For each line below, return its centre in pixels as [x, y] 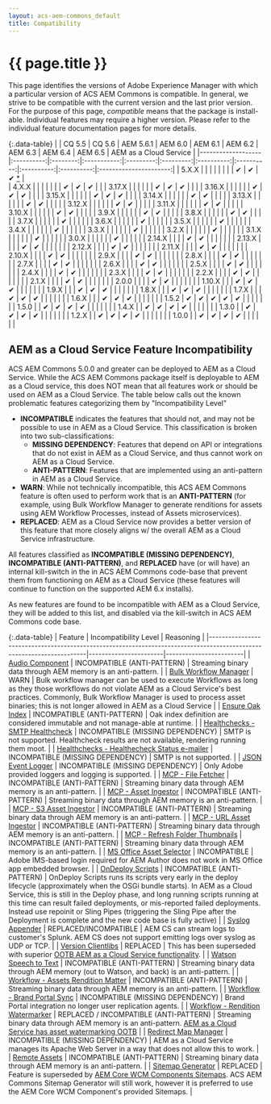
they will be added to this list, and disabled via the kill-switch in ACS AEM [130, 613]
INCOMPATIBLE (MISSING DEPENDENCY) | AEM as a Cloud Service [121, 1040]
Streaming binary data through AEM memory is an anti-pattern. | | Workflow [134, 989]
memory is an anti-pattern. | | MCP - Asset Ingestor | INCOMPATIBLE [123, 792]
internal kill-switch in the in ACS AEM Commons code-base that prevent [128, 572]
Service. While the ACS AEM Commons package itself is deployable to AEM [134, 378]
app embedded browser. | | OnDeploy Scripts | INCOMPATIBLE [113, 869]
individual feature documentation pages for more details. [103, 128]
